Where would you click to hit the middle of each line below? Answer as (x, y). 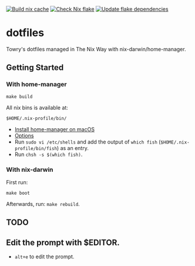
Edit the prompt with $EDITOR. (63, 242)
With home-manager (36, 84)
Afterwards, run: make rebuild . (43, 204)
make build (19, 97)
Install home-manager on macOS (55, 129)
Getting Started (35, 68)
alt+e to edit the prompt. (44, 257)
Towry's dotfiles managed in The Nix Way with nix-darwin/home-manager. (96, 49)
